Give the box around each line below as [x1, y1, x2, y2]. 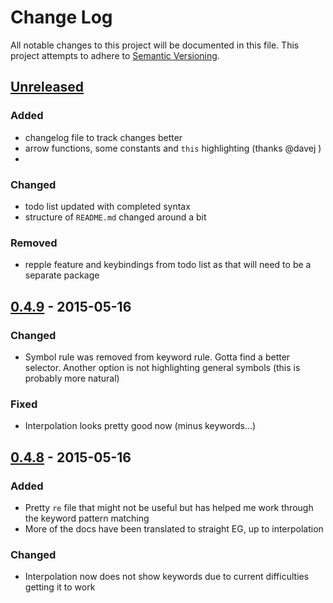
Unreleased [10, 79, 85, 96]
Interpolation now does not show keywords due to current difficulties [24, 571, 310, 583]
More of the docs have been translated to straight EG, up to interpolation [24, 522, 324, 535]
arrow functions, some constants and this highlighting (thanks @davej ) [24, 142, 322, 154]
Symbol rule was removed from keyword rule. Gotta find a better [24, 351, 291, 363]
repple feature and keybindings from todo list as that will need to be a [24, 259, 312, 271]
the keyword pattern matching [24, 512, 150, 524]
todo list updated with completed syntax [24, 200, 191, 212]
